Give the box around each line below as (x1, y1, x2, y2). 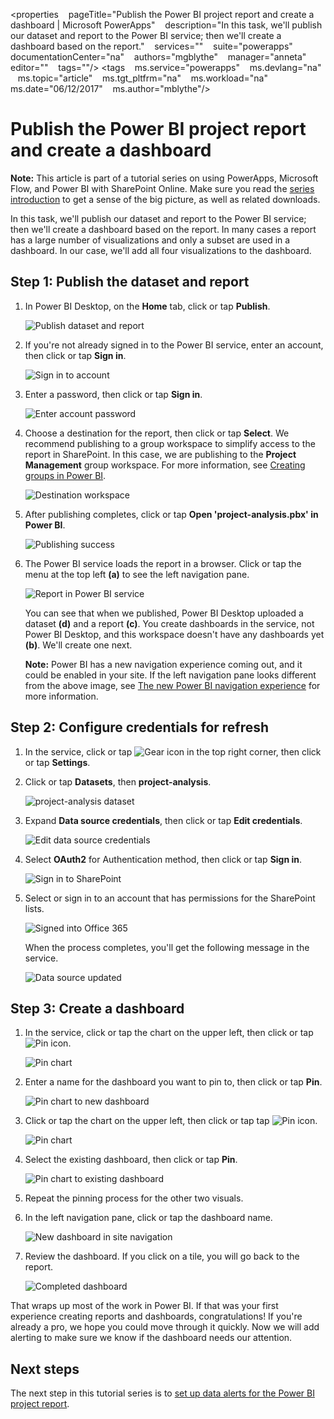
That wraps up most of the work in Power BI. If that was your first (10, 1300, 279, 1312)
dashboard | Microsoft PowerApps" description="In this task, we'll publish (10, 19, 323, 31)
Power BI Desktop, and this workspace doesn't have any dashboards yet (24, 628, 325, 640)
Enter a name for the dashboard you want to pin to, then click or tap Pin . (24, 1076, 323, 1088)
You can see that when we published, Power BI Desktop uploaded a (24, 607, 304, 619)
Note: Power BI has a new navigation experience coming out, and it (24, 658, 303, 670)
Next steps (10, 1360, 80, 1378)
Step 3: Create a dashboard (10, 1000, 185, 1017)
